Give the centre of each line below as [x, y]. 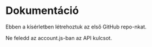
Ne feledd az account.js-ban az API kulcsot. [59, 38]
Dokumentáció [42, 11]
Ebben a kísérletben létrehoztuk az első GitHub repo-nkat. [76, 27]
